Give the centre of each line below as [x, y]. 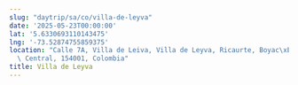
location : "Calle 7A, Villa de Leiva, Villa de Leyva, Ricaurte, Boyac [144, 50]
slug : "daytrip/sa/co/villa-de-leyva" [81, 17]
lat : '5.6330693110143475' [59, 34]
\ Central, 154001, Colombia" [73, 58]
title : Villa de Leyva [51, 67]
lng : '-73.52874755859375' [59, 42]
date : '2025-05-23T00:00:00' [63, 26]
